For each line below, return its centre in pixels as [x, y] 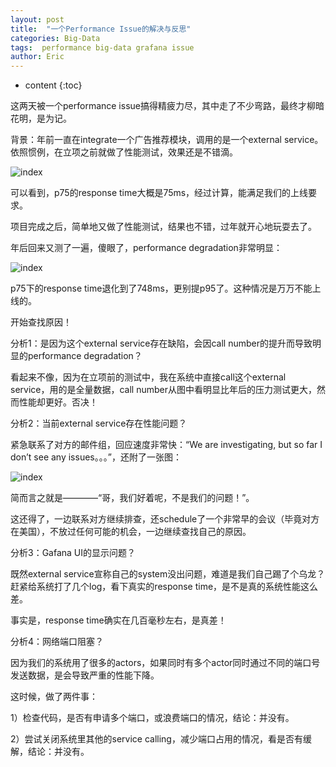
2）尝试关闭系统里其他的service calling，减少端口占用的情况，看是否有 [156, 739]
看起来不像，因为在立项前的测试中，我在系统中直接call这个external [148, 377]
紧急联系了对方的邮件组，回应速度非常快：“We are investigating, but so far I [166, 445]
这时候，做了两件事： [54, 697]
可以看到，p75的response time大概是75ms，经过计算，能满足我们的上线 [159, 193]
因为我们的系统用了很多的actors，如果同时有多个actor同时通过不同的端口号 [165, 663]
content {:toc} [53, 85]
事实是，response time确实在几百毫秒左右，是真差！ [118, 620]
